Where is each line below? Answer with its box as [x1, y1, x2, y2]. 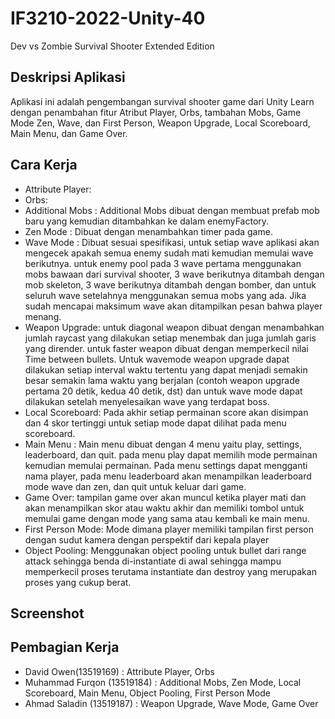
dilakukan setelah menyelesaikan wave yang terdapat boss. [24, 395, 270, 407]
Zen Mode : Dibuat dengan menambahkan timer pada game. [24, 225, 273, 237]
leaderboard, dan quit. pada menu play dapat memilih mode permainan [24, 448, 318, 461]
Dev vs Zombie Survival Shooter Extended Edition [10, 40, 215, 52]
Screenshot [10, 605, 85, 622]
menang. [24, 310, 62, 322]
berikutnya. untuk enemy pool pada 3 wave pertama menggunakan [24, 257, 302, 269]
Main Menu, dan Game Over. [10, 127, 128, 139]
